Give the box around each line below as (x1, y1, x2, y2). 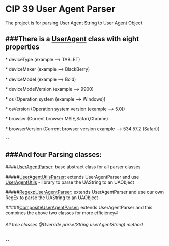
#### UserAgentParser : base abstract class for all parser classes (5, 164, 141, 170)
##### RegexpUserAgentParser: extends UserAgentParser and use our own (5, 189, 164, 195)
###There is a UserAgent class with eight (5, 35, 139, 43)
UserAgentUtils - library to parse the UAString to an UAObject (5, 179, 134, 185)
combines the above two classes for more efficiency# (5, 210, 118, 216)
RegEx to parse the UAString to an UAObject (5, 194, 98, 201)
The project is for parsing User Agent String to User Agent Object (5, 20, 143, 26)
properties (5, 43, 40, 52)
